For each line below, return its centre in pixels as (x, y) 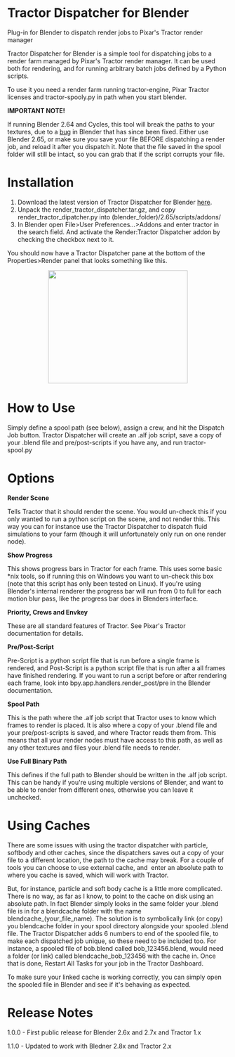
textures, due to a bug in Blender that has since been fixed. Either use (108, 132)
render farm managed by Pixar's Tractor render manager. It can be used (112, 60)
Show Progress (30, 555)
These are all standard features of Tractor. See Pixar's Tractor (96, 626)
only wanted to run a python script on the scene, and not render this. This (114, 519)
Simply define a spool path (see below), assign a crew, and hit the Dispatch (116, 428)
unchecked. (25, 797)
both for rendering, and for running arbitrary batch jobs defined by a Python (117, 68)
